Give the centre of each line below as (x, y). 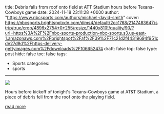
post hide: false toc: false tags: (36, 54)
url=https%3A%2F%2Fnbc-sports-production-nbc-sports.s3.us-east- (76, 33)
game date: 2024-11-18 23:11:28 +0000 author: (72, 12)
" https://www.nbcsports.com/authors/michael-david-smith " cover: (72, 17)
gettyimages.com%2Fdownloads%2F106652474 (54, 49)
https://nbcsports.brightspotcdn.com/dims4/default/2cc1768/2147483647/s (81, 23)
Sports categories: (31, 63)
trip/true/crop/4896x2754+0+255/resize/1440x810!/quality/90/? (70, 28)
